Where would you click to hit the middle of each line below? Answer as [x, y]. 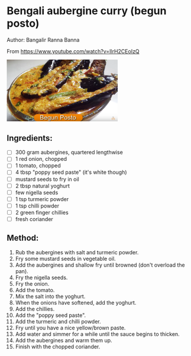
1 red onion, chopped [41, 159]
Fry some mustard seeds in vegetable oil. [65, 258]
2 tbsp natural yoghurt [42, 186]
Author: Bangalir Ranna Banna [43, 40]
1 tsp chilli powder [37, 206]
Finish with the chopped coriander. [58, 347]
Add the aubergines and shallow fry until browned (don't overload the [100, 265]
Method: [23, 238]
